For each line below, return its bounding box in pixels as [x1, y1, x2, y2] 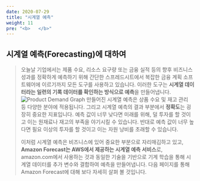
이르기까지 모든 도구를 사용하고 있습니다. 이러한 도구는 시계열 [41, 81, 184, 88]
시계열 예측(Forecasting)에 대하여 [6, 49, 127, 59]
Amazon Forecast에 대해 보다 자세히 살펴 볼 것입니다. [20, 168, 147, 176]
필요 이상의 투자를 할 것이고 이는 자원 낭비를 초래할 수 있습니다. [32, 126, 179, 133]
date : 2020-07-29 [6, 8, 50, 15]
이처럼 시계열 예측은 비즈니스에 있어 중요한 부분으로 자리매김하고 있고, [20, 139, 184, 146]
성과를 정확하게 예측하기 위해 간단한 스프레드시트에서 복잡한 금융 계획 [20, 73, 182, 81]
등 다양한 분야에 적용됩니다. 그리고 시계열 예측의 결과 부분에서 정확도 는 [20, 103, 185, 111]
